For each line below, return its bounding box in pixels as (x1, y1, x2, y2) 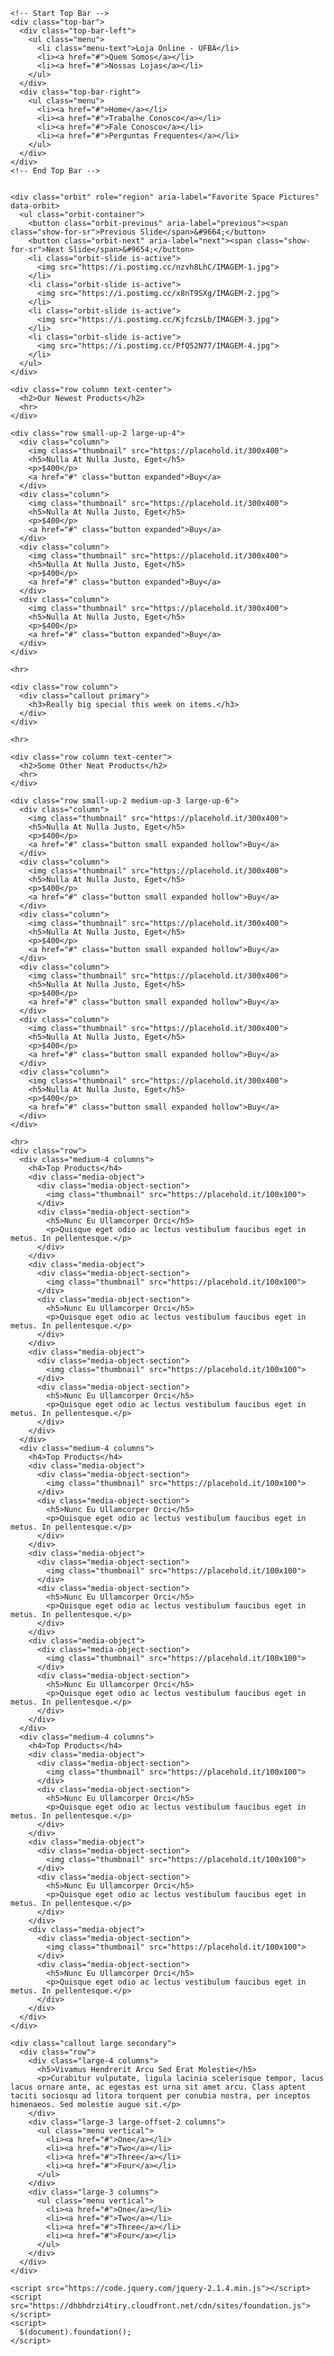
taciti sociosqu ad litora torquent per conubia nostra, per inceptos (10, 2091, 311, 2101)
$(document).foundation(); (19, 2327, 132, 2337)
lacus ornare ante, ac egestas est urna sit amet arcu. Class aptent (10, 2082, 307, 2092)
